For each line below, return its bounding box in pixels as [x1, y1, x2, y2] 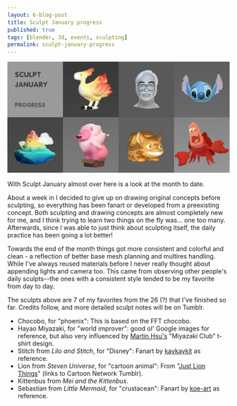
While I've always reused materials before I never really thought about [7, 259, 211, 268]
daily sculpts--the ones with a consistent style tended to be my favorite [7, 275, 215, 283]
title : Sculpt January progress [7, 18, 102, 26]
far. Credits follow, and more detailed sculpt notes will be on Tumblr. [7, 303, 205, 312]
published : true [7, 26, 55, 33]
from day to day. [7, 282, 55, 290]
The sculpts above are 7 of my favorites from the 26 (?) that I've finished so [7, 296, 227, 304]
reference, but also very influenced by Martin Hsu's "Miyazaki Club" [17, 332, 217, 340]
